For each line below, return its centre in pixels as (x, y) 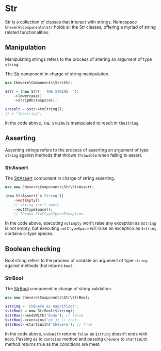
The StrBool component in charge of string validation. (59, 289)
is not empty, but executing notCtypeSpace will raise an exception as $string (81, 228)
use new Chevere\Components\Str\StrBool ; (48, 298)
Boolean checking (33, 249)
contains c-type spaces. (29, 234)
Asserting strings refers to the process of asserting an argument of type (77, 150)
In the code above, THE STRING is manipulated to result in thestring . (72, 123)
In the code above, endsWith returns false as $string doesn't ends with (76, 334)
